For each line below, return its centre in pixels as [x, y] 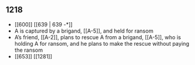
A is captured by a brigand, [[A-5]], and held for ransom [84, 31]
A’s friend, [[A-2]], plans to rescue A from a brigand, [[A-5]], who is [98, 37]
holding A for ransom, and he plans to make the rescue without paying [102, 43]
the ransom [29, 50]
